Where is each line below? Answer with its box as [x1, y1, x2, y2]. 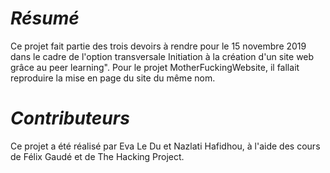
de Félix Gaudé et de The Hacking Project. [10, 150, 185, 162]
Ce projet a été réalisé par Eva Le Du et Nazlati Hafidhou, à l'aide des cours [10, 140, 321, 152]
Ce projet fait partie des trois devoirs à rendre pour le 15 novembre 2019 [10, 40, 307, 52]
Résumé [10, 7, 80, 30]
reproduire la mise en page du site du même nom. [10, 72, 216, 84]
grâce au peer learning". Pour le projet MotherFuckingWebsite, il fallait [10, 61, 300, 73]
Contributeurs [10, 107, 130, 130]
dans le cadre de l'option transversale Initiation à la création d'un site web [10, 50, 315, 62]
